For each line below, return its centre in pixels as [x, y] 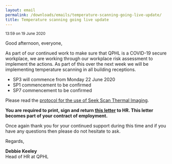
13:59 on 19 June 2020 [25, 34]
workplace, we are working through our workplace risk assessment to [79, 59]
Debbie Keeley [21, 151]
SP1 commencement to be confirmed [52, 85]
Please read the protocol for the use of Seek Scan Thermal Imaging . [77, 100]
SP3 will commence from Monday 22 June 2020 [64, 80]
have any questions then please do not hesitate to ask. [63, 131]
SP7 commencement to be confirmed [52, 90]
